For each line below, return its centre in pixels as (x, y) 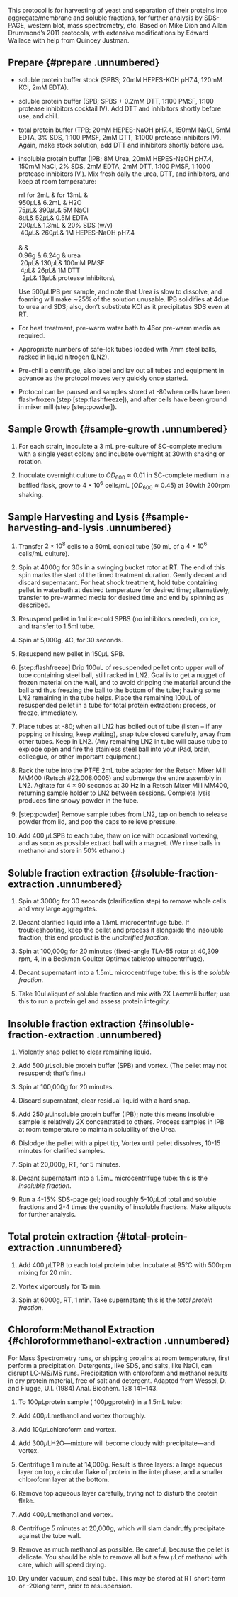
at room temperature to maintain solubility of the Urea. (97, 1129)
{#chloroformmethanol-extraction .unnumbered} (119, 1341)
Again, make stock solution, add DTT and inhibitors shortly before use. (121, 145)
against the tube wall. (50, 1535)
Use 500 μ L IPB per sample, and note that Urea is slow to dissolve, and (120, 291)
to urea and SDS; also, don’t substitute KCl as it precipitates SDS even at (124, 306)
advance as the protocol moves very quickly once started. (103, 378)
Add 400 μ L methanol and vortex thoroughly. (82, 1415)
